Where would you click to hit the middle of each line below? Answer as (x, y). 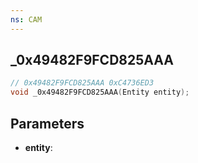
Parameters (47, 123)
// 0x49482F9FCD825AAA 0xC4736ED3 (82, 83)
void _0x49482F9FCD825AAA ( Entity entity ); (100, 92)
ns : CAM (26, 19)
